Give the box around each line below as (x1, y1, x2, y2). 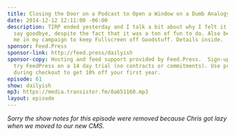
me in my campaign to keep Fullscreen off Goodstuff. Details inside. (13, 36, 224, 43)
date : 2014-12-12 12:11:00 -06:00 (7, 17, 108, 24)
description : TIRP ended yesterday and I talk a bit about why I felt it (7, 23, 227, 30)
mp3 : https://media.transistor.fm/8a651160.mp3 (7, 88, 149, 95)
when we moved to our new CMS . (7, 122, 105, 130)
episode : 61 (7, 75, 42, 83)
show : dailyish (7, 82, 52, 89)
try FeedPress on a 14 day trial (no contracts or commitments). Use (13, 62, 220, 69)
